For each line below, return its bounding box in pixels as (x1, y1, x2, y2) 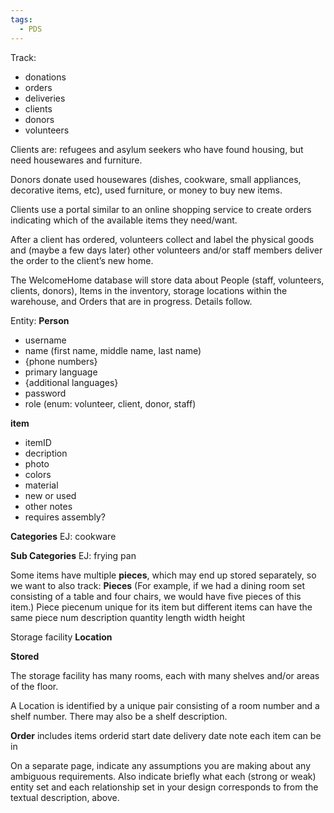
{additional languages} (24, 376, 119, 388)
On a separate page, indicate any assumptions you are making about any (10, 759, 312, 771)
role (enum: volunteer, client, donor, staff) (24, 397, 197, 410)
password (24, 387, 67, 399)
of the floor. (10, 680, 59, 692)
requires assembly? (24, 511, 106, 523)
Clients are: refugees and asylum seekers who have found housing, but (10, 143, 304, 155)
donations (24, 71, 67, 83)
